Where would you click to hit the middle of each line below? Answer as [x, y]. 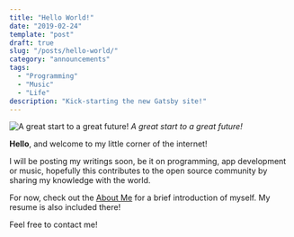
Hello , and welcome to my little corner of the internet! [108, 144]
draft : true [31, 43]
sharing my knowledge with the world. [80, 180]
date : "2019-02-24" [46, 26]
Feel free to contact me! [53, 224]
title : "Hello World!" [52, 18]
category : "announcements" [60, 59]
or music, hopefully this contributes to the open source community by [138, 171]
